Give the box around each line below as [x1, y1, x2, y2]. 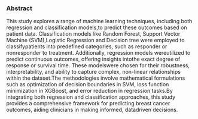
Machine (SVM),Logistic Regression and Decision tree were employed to [6, 37, 185, 44]
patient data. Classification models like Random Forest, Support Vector [6, 30, 181, 37]
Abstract [6, 4, 33, 12]
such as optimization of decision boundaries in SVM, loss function [6, 81, 169, 88]
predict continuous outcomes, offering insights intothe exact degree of [6, 55, 181, 63]
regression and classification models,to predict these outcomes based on [6, 24, 187, 31]
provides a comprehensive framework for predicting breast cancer [6, 100, 170, 107]
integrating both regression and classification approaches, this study [6, 93, 176, 101]
